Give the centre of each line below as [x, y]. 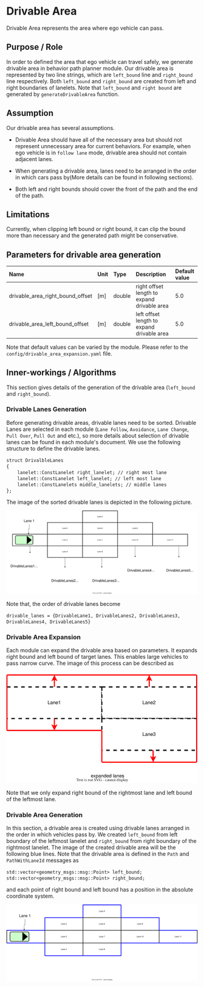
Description [151, 274]
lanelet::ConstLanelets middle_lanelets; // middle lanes [92, 484]
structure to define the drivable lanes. [53, 449]
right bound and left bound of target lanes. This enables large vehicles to [97, 657]
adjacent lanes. [34, 159]
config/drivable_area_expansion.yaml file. [59, 353]
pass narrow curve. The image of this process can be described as [90, 663]
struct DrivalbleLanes [35, 460]
